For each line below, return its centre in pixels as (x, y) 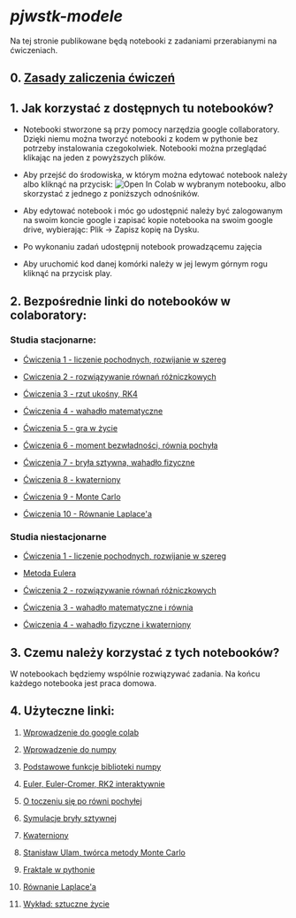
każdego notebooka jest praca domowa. (83, 683)
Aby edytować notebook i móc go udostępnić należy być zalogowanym (153, 211)
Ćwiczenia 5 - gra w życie (70, 428)
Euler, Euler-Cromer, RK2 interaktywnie (94, 783)
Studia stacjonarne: (53, 340)
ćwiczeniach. (34, 50)
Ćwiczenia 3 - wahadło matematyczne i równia (108, 607)
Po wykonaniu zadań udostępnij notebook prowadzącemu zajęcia (142, 247)
